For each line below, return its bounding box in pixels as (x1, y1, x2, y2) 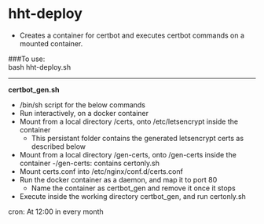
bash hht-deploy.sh (8, 62, 71, 71)
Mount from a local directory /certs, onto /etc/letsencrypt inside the (19, 117, 238, 126)
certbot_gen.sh (8, 85, 60, 94)
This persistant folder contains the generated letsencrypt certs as (31, 133, 244, 143)
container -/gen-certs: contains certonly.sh (19, 158, 159, 168)
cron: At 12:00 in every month (8, 207, 104, 216)
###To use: (8, 54, 46, 63)
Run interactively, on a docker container (19, 108, 149, 117)
